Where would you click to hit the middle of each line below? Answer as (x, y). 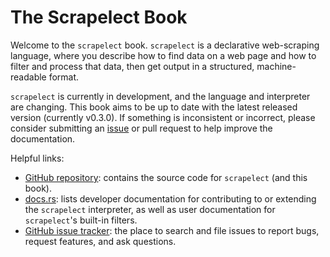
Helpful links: (37, 158)
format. (64, 77)
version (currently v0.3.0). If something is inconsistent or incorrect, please (163, 117)
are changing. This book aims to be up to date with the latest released (154, 107)
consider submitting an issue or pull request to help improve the (141, 128)
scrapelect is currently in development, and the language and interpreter (160, 96)
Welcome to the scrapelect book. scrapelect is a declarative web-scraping (165, 45)
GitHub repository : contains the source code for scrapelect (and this (166, 177)
